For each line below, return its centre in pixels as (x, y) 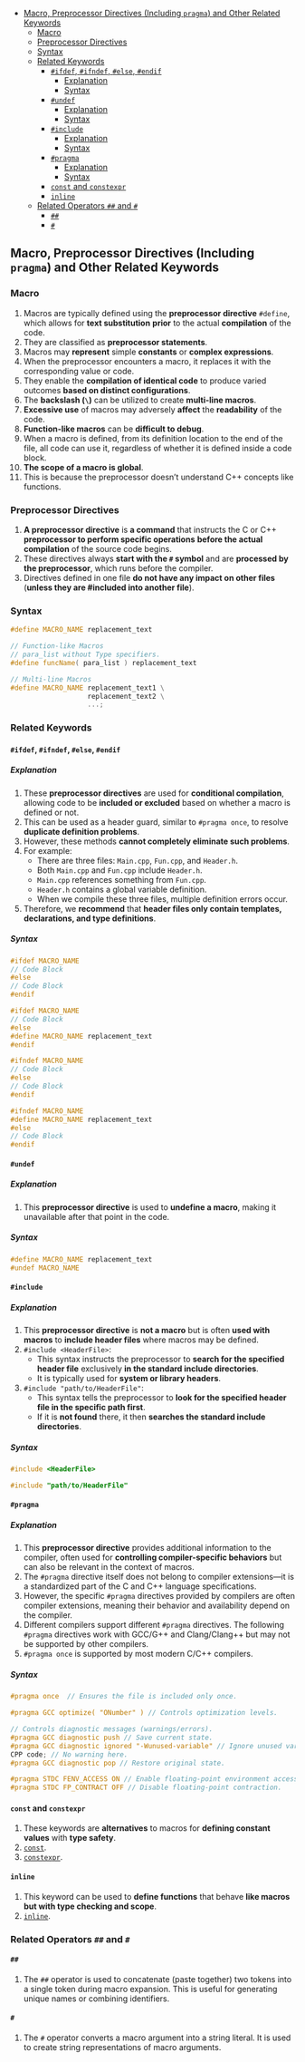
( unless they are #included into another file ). (109, 587)
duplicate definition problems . (81, 831)
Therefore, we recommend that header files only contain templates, (152, 908)
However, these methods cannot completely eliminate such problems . (157, 841)
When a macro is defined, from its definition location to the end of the (153, 438)
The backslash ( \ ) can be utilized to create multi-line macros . (140, 400)
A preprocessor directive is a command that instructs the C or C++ (150, 529)
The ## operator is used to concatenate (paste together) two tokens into (157, 1979)
